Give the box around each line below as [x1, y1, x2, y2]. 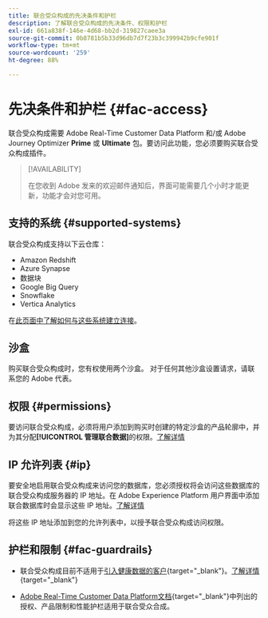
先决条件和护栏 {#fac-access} [8, 101, 209, 118]
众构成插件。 [8, 148, 50, 157]
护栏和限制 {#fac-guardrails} [8, 543, 153, 556]
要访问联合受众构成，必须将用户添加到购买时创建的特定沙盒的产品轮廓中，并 [8, 422, 260, 432]
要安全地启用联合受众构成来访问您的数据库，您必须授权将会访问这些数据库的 [8, 480, 260, 490]
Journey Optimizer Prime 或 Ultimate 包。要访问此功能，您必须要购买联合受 [8, 138, 258, 148]
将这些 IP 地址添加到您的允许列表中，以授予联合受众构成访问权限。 [8, 517, 229, 528]
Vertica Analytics [19, 299, 76, 309]
